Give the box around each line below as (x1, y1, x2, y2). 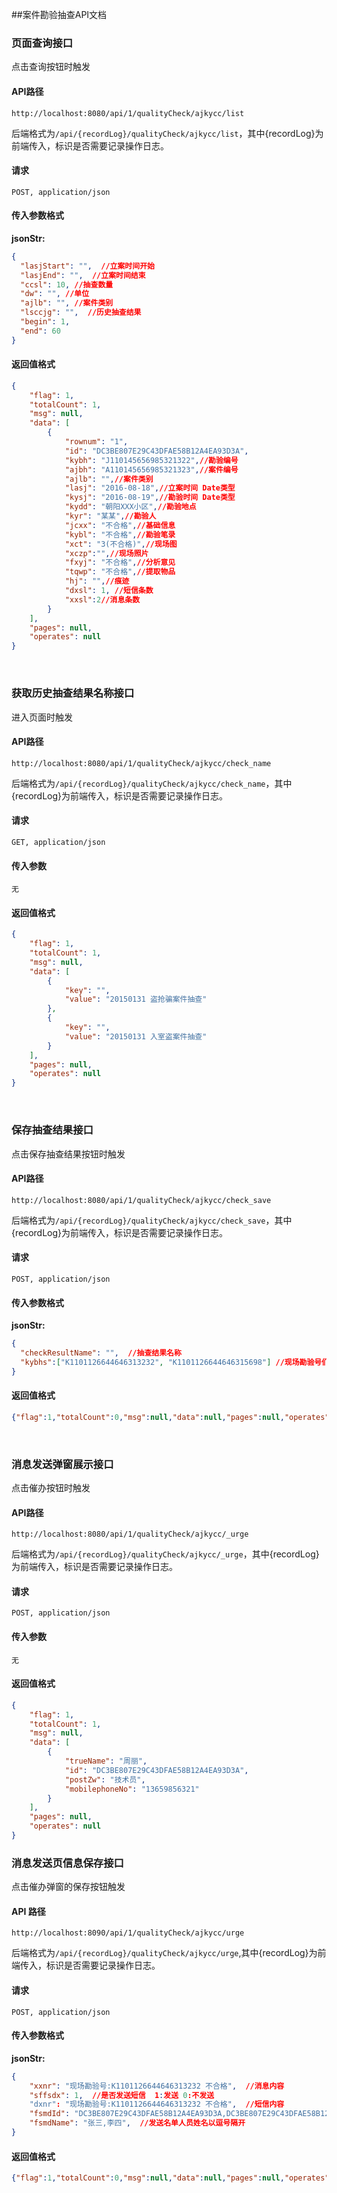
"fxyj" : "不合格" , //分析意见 (64, 558, 176, 568)
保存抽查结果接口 (11, 1123, 94, 1137)
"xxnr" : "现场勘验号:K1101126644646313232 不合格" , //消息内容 (29, 2081, 285, 2091)
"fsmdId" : (29, 2109, 71, 2119)
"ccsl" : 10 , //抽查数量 (20, 279, 114, 290)
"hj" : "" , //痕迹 (64, 576, 130, 587)
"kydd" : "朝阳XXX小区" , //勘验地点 (64, 502, 197, 512)
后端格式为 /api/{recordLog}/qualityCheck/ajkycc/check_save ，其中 (11, 1214, 293, 1226)
